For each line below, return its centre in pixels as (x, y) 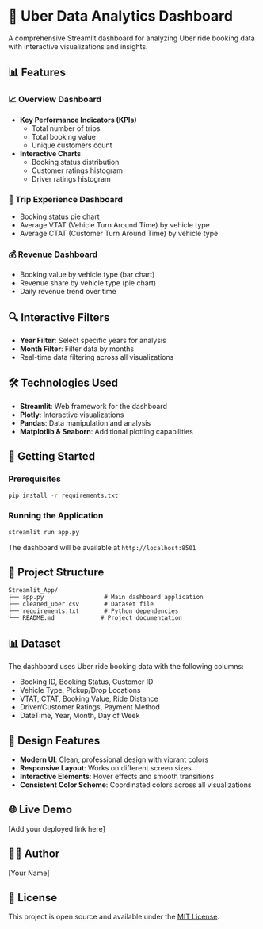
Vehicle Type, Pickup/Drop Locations (80, 690)
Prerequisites (34, 479)
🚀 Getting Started (52, 456)
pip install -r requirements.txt (63, 495)
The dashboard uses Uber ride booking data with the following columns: (126, 667)
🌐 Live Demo (40, 810)
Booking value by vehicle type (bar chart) (87, 275)
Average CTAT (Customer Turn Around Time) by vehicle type (119, 233)
